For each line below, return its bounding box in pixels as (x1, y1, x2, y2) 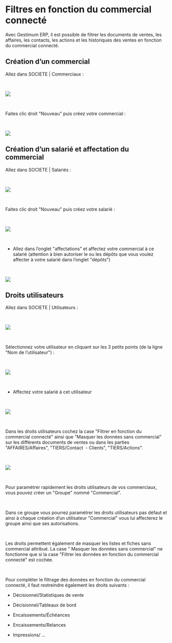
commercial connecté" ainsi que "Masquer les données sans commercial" (5, 434, 162, 440)
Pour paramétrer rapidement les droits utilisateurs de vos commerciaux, (5, 484, 158, 490)
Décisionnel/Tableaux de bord (12, 602, 77, 608)
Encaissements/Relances (12, 622, 66, 628)
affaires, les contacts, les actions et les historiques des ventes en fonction (5, 37, 162, 43)
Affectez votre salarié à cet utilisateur (12, 389, 92, 395)
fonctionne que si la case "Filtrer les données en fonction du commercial (5, 551, 159, 558)
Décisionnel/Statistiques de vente (12, 592, 84, 598)
